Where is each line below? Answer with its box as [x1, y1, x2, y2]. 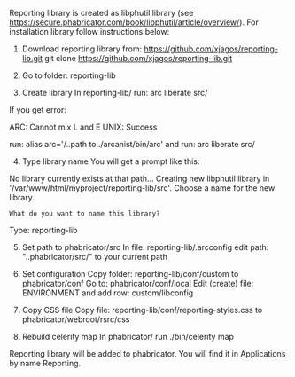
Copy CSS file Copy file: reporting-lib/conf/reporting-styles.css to [21, 305, 263, 315]
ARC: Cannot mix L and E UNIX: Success [9, 122, 158, 132]
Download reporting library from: [21, 43, 143, 54]
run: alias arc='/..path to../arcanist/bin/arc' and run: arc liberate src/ [9, 139, 255, 149]
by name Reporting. [9, 358, 82, 368]
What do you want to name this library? [9, 209, 161, 218]
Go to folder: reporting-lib [21, 70, 117, 81]
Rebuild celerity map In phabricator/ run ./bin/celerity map [21, 332, 235, 342]
